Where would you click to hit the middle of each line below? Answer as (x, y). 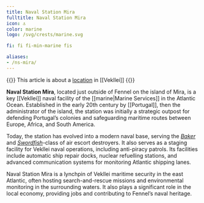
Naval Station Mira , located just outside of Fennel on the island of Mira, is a (101, 92)
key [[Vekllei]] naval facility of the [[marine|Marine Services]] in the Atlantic (101, 98)
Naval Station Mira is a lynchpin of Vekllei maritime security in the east (95, 174)
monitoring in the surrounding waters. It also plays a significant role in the (99, 186)
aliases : (17, 57)
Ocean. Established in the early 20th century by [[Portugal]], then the (93, 105)
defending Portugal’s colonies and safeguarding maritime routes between (99, 117)
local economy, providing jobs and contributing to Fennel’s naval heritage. (99, 193)
